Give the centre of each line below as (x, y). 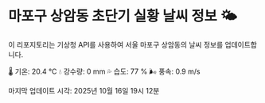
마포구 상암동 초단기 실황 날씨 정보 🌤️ (123, 16)
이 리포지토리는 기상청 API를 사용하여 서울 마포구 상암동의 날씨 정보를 (116, 44)
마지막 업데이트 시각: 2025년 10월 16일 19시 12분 (84, 90)
